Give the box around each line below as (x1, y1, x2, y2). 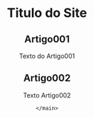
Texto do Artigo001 (19, 52, 75, 60)
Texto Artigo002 (23, 90, 71, 100)
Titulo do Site (6, 5, 88, 21)
